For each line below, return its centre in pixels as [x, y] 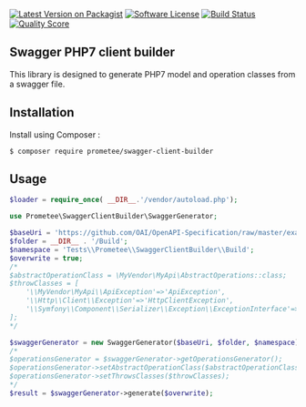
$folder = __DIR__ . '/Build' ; [69, 241]
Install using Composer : [55, 134]
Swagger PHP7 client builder [92, 52]
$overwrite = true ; [46, 258]
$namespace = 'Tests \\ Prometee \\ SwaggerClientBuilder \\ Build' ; [132, 249]
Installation [42, 112]
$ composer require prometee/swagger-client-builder [112, 151]
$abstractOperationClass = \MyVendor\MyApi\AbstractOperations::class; [148, 275]
